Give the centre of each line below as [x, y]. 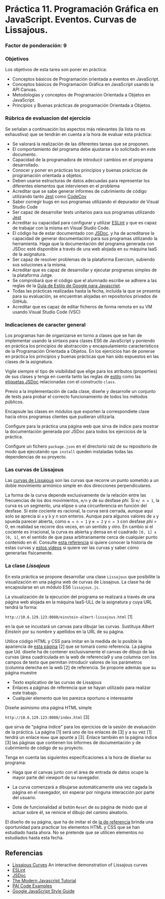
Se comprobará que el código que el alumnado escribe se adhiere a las [84, 280]
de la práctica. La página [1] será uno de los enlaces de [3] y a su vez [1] [78, 732]
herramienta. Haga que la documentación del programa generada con [83, 244]
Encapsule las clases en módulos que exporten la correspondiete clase [77, 411]
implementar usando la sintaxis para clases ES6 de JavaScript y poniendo [80, 341]
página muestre [21, 673]
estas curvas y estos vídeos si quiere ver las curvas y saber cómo [72, 548]
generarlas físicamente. [29, 553]
